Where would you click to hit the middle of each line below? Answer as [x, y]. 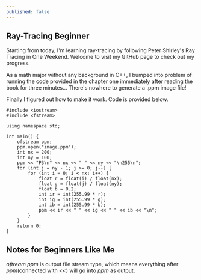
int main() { [23, 137]
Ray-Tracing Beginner [48, 36]
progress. [18, 63]
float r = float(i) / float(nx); [80, 179]
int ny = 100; [35, 158]
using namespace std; [33, 126]
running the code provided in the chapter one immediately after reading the [100, 81]
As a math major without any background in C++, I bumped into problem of [99, 75]
